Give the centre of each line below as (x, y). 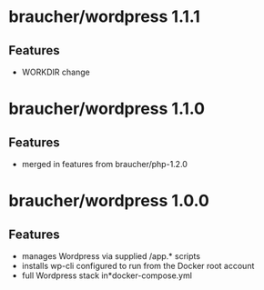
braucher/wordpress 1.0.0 (109, 201)
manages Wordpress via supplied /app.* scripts (111, 256)
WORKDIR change (56, 72)
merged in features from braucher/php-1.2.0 (105, 164)
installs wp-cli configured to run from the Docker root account (138, 266)
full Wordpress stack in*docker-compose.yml (107, 275)
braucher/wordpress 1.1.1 (105, 17)
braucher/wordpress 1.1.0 (107, 109)
